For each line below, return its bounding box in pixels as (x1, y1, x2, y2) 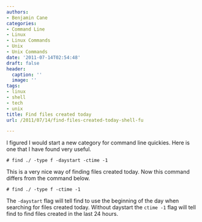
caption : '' (12, 72, 43, 78)
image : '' (12, 77, 37, 83)
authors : (6, 9, 29, 15)
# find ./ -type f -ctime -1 (6, 187, 81, 193)
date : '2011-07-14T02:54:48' (6, 54, 81, 61)
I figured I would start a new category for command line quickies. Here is (6, 139, 190, 147)
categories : (6, 20, 37, 26)
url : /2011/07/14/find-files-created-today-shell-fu (6, 117, 144, 123)
